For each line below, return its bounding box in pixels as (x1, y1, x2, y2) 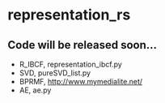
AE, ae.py (19, 85, 52, 95)
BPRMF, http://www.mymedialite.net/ (19, 77, 143, 86)
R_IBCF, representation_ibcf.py (19, 59, 122, 69)
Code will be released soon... (7, 38, 158, 52)
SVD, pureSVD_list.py (19, 68, 91, 78)
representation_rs (7, 6, 131, 24)
